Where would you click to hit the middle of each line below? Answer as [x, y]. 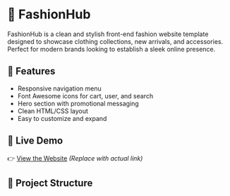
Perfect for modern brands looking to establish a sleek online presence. [111, 49]
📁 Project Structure [50, 183]
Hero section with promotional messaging [78, 103]
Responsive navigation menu [60, 88]
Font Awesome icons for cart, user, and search [85, 96]
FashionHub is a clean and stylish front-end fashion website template [108, 34]
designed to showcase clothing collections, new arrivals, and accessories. [115, 41]
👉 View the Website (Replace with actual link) [75, 158]
